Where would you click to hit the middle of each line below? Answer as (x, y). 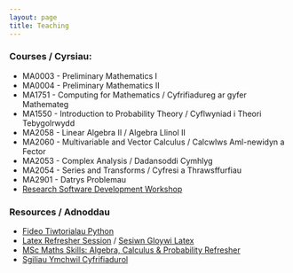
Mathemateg (45, 104)
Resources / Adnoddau (60, 212)
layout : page (33, 17)
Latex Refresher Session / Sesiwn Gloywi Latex (108, 241)
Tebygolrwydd (48, 123)
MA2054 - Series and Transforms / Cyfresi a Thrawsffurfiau (132, 170)
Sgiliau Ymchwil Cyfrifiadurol (75, 260)
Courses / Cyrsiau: (51, 57)
